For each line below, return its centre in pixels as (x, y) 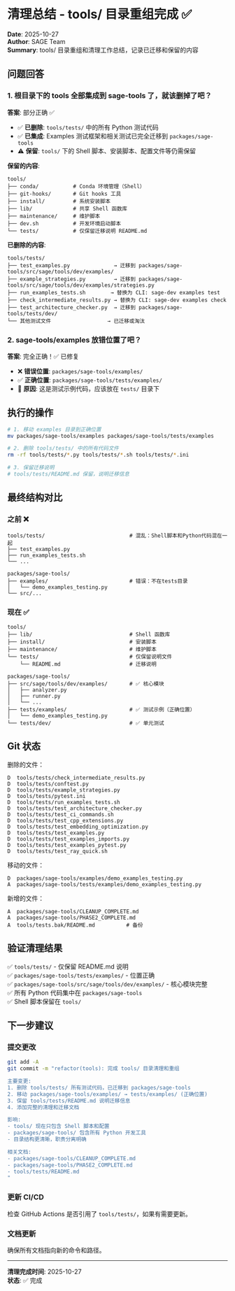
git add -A (23, 1062)
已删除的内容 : (27, 245)
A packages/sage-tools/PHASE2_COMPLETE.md (72, 918)
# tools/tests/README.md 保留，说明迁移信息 (68, 474)
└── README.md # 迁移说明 (88, 664)
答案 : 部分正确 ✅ (31, 112)
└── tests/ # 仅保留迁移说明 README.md (77, 231)
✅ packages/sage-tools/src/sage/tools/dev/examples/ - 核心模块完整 (107, 984)
